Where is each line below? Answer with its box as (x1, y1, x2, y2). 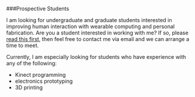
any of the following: (6, 60, 57, 67)
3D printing (14, 84, 43, 91)
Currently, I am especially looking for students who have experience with (6, 54, 187, 60)
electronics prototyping (14, 77, 73, 85)
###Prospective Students (6, 5, 70, 12)
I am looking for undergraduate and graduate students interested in (6, 17, 172, 23)
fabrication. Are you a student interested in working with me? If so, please (6, 29, 189, 36)
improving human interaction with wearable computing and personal (6, 23, 175, 30)
